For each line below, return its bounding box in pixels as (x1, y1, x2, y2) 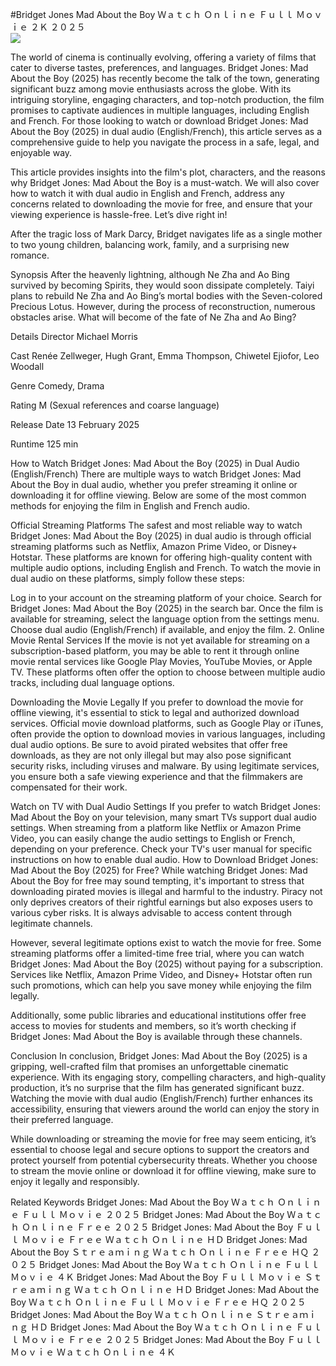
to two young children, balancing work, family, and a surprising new (10, 239, 290, 250)
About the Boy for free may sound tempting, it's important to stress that (10, 875, 305, 887)
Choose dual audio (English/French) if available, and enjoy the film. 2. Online (10, 624, 325, 635)
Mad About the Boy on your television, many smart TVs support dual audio (10, 811, 317, 823)
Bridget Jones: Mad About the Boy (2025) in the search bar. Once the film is (10, 603, 324, 614)
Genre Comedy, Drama (10, 380, 105, 392)
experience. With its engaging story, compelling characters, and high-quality (10, 1071, 327, 1083)
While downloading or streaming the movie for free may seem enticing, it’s (10, 1133, 317, 1145)
